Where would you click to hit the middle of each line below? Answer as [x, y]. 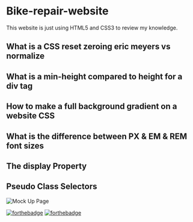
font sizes [25, 146]
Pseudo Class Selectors [52, 187]
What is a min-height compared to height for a [94, 76]
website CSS [31, 116]
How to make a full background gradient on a [92, 106]
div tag [20, 86]
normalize [26, 56]
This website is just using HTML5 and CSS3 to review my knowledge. [92, 28]
